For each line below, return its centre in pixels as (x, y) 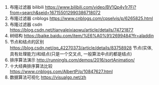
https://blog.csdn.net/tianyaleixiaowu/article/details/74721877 (71, 30)
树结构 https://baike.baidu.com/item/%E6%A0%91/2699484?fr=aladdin (82, 36)
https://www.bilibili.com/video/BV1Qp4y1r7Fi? (91, 7)
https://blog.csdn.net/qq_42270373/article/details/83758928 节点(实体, (81, 48)
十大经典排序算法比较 (31, 66)
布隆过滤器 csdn (26, 24)
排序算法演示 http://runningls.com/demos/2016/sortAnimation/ (72, 60)
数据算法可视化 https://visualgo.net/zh (48, 77)
